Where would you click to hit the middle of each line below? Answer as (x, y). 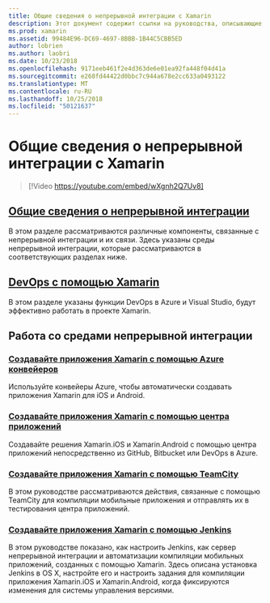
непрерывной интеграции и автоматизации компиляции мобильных (126, 556)
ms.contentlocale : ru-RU (50, 91)
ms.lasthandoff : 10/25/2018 (56, 99)
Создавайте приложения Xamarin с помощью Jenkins (120, 529)
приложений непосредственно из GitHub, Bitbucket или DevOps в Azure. (133, 453)
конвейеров (34, 369)
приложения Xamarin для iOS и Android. (77, 396)
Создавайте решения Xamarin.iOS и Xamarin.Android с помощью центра (133, 444)
